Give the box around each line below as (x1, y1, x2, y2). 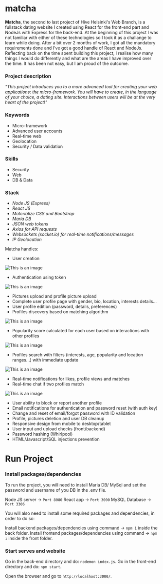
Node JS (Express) (12, 201, 50, 206)
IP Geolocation (12, 237, 42, 242)
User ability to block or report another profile (12, 400, 102, 406)
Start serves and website (5, 547, 66, 554)
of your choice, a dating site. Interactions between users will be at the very (5, 94, 156, 100)
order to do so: (5, 515, 35, 521)
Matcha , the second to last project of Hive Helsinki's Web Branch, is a (5, 19, 145, 25)
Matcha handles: (5, 246, 38, 252)
